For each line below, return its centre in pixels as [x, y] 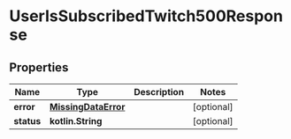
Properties [39, 67]
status [27, 121]
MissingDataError [87, 107]
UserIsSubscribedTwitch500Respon [146, 16]
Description [159, 92]
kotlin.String [76, 121]
